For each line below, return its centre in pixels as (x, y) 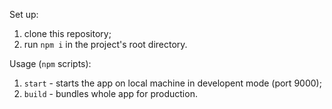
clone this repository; (67, 33)
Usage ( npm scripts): (50, 63)
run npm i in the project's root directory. (105, 44)
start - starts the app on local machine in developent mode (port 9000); (172, 83)
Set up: (24, 14)
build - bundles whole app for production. (110, 93)
